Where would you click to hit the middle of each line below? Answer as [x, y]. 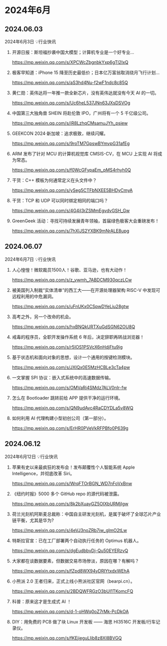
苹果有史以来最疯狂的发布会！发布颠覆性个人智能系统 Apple [73, 467]
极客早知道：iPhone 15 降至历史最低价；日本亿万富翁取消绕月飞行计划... [86, 72]
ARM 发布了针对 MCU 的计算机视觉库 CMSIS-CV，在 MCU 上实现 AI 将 [85, 154]
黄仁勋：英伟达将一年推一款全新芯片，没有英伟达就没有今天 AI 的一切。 [85, 93]
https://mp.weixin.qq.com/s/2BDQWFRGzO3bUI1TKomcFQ [72, 591]
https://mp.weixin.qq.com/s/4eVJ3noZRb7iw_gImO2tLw [69, 530]
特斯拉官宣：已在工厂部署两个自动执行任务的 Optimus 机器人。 [76, 541]
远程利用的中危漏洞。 [34, 296]
